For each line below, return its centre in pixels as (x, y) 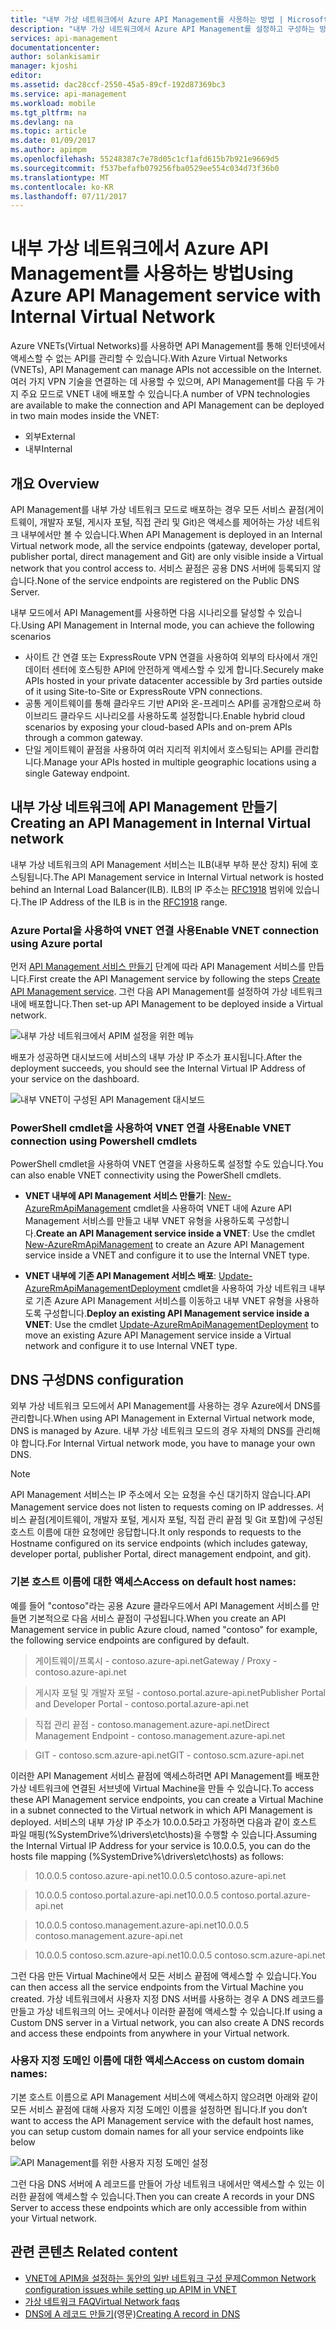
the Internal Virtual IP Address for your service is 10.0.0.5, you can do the (161, 1845)
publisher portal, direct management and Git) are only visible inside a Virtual (167, 556)
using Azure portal (56, 943)
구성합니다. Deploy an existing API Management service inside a (176, 1313)
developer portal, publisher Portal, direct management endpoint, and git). (161, 1554)
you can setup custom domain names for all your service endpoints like (157, 2131)
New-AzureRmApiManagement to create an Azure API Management (164, 1245)
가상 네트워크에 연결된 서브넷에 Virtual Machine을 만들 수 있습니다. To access (162, 1788)
